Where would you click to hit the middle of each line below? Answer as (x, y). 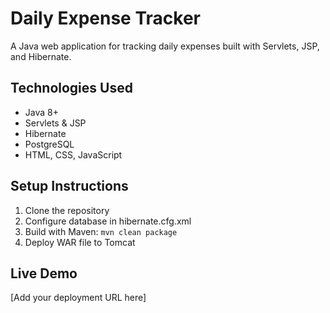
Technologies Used (71, 88)
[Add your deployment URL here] (78, 298)
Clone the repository (67, 210)
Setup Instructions (69, 186)
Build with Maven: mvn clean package (101, 231)
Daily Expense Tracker (105, 18)
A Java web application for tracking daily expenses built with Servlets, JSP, (165, 46)
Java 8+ (41, 112)
